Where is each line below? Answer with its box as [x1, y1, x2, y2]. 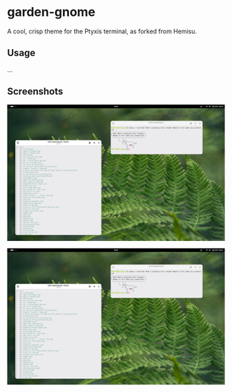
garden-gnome [7, 4, 96, 20]
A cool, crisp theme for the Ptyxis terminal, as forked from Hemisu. [7, 27, 197, 35]
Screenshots [7, 86, 64, 98]
